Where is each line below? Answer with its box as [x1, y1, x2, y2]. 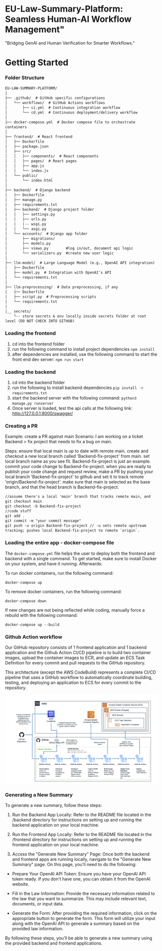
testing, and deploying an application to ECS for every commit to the [5, 679, 142, 685]
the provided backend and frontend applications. [5, 940, 103, 946]
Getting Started [5, 57, 69, 68]
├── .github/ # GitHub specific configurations [5, 96, 105, 100]
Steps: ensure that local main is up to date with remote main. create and [5, 448, 149, 454]
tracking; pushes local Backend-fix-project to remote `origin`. [5, 528, 140, 533]
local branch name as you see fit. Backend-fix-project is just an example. [5, 458, 151, 464]
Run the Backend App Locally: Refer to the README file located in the [12, 812, 151, 818]
